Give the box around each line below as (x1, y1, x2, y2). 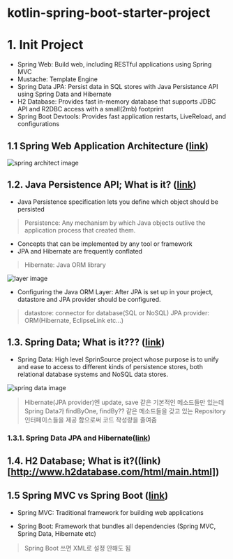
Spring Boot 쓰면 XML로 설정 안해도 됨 (24, 544, 131, 552)
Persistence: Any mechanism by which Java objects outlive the (24, 219, 206, 227)
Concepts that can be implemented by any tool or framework (17, 240, 193, 248)
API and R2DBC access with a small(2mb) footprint (17, 105, 164, 113)
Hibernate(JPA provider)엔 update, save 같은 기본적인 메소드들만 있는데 (24, 398, 225, 406)
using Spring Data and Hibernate (17, 90, 112, 99)
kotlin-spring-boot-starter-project (7, 5, 211, 21)
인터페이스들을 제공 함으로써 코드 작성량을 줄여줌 (24, 415, 157, 424)
